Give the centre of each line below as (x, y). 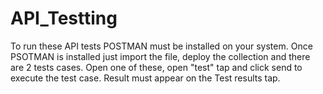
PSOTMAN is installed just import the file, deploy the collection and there (160, 56)
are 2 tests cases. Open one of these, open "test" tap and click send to (156, 67)
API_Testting (64, 18)
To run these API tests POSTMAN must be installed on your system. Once (161, 46)
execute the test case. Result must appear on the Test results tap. (145, 78)
